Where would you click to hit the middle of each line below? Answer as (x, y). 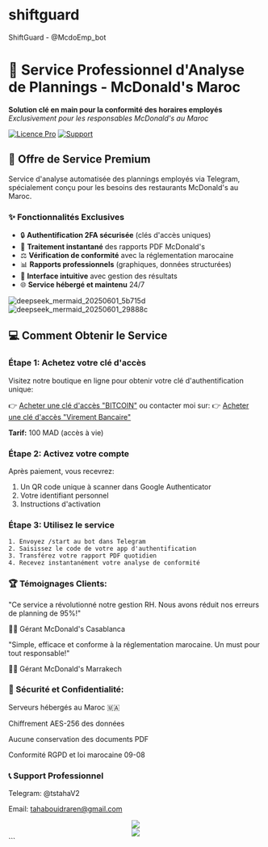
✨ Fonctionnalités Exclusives (67, 217)
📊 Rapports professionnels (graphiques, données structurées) (126, 264)
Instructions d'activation (60, 504)
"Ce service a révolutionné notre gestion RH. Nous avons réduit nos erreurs (134, 604)
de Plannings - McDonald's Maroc (124, 87)
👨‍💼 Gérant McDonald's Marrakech (65, 668)
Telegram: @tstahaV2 (44, 794)
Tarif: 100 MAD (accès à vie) (56, 432)
